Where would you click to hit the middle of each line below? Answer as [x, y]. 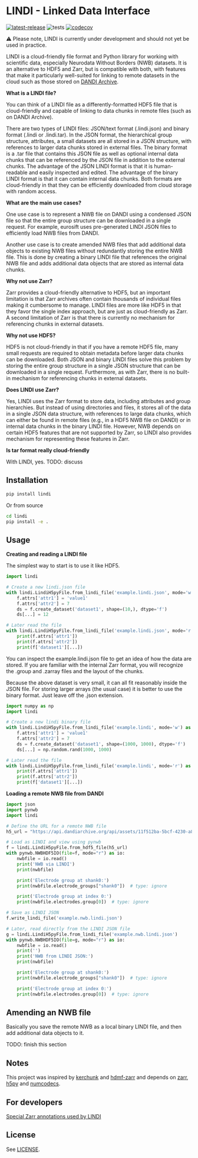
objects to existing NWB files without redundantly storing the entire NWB [94, 251]
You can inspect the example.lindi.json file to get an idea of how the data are [99, 659]
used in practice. [27, 45]
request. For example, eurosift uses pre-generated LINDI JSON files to [91, 226]
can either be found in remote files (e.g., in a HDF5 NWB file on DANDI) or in [98, 420]
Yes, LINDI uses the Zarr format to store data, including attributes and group [98, 401]
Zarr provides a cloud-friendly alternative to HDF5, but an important [88, 292]
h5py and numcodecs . [33, 1084]
